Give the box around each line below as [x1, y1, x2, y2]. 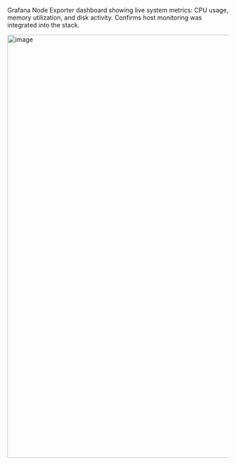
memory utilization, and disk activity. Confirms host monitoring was [7, 13, 202, 22]
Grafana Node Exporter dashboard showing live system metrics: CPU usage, [7, 6, 229, 14]
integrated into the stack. [7, 21, 80, 29]
